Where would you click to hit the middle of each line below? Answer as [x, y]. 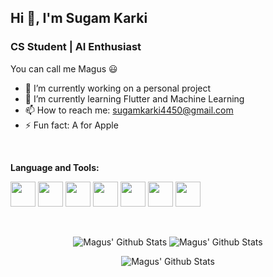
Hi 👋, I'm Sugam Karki [79, 18]
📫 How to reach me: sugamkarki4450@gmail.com [129, 110]
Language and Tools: [55, 167]
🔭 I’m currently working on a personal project [118, 88]
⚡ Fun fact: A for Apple [71, 125]
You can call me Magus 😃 [64, 68]
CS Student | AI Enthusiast [76, 47]
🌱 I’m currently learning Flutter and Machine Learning [134, 98]
